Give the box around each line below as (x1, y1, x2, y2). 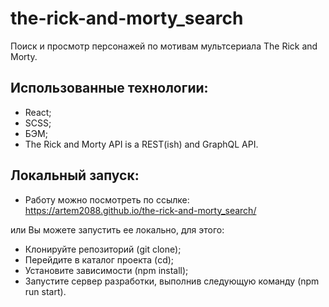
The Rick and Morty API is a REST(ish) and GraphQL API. (24, 138, 259, 150)
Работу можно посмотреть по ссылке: (24, 193, 190, 206)
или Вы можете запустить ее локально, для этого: (10, 223, 225, 236)
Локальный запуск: (10, 167, 140, 184)
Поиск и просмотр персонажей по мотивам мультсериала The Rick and (10, 40, 318, 52)
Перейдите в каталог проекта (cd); (24, 253, 175, 266)
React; (24, 106, 52, 118)
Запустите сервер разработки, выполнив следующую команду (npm (24, 275, 320, 287)
